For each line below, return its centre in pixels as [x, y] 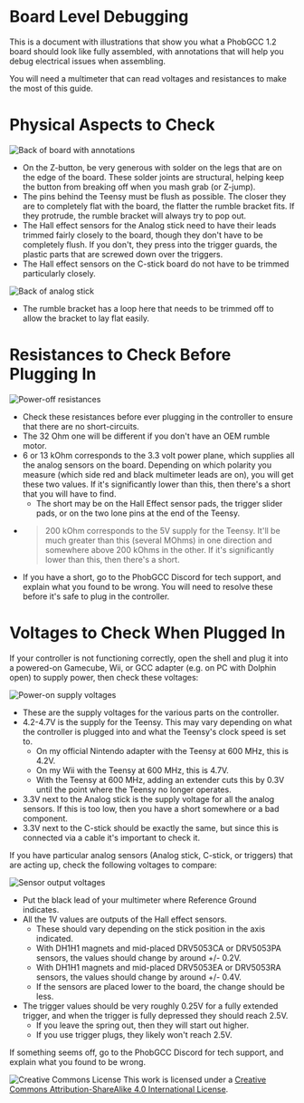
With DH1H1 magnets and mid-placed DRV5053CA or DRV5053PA [159, 948]
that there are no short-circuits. [81, 426]
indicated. [55, 938]
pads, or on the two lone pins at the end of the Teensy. [138, 513]
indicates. [41, 909]
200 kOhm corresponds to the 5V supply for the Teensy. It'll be [162, 530]
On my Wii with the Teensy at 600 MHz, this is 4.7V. [132, 770]
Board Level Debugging [99, 17]
